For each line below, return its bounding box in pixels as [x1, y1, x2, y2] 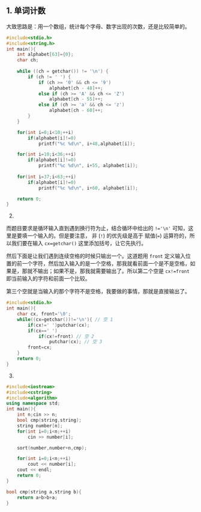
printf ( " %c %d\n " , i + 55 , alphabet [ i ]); [38, 163, 138, 169]
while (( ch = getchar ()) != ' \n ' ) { [17, 69, 109, 75]
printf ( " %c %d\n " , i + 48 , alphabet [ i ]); [38, 141, 136, 147]
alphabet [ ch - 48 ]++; [49, 85, 103, 91]
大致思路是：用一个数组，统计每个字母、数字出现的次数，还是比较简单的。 [6, 23, 190, 30]
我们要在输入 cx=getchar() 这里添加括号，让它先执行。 [11, 240, 147, 247]
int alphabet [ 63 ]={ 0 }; [17, 52, 74, 58]
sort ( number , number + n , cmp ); [17, 445, 87, 451]
